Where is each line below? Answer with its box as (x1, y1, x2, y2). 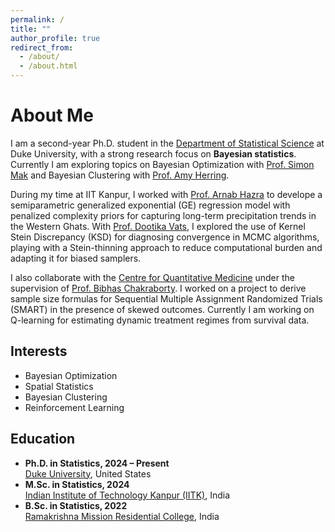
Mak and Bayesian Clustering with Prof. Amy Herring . (10, 169, 230, 181)
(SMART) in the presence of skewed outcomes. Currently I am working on (10, 303, 315, 315)
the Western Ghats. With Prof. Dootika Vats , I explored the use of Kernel (10, 220, 306, 232)
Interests (10, 343, 68, 360)
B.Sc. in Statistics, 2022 (24, 499, 128, 511)
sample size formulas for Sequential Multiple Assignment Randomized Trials (10, 292, 323, 305)
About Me (10, 104, 94, 127)
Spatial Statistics (24, 380, 94, 392)
